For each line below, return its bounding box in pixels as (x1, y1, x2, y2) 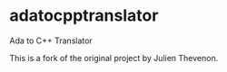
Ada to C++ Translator (9, 35, 93, 46)
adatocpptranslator (9, 5, 159, 26)
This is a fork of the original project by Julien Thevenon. (9, 52, 219, 63)
